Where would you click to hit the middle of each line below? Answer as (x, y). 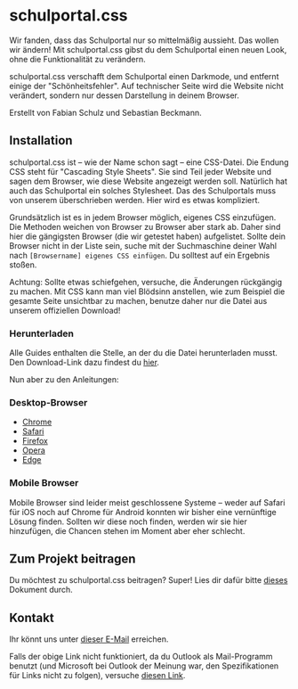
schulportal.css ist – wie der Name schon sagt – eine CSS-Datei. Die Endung (149, 162)
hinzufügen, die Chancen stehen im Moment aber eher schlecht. (127, 530)
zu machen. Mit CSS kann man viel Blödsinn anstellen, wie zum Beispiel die (147, 291)
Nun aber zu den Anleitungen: (64, 380)
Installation (41, 140)
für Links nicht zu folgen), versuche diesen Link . (97, 676)
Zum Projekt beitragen (72, 559)
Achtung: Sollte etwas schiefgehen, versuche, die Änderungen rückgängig (146, 282)
